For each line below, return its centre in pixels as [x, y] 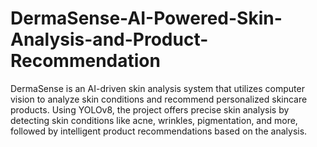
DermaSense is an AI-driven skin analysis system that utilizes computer [157, 88]
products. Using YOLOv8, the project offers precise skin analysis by [150, 109]
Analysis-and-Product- [109, 39]
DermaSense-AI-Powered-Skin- [146, 18]
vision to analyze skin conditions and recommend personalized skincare [159, 99]
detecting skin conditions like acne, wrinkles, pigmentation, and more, [154, 120]
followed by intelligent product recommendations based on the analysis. [159, 131]
